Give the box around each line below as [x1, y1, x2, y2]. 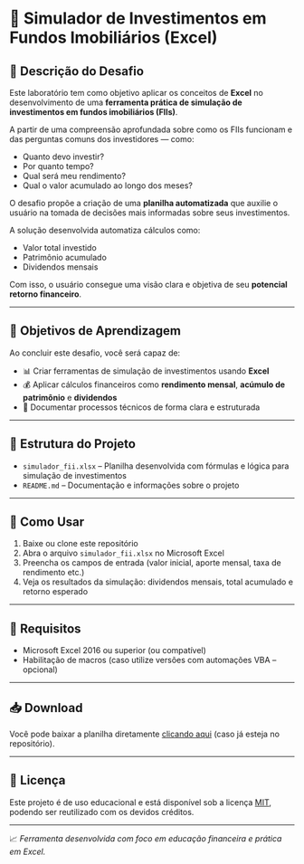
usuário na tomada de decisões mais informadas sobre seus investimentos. [9, 207, 290, 218]
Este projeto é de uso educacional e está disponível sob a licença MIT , [9, 796, 272, 808]
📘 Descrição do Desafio [9, 63, 145, 79]
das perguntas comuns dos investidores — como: [9, 134, 195, 144]
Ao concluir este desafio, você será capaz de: [9, 347, 181, 358]
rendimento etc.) [22, 567, 85, 578]
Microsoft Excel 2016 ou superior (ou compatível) [22, 645, 206, 656]
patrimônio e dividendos [22, 392, 118, 403]
